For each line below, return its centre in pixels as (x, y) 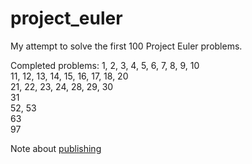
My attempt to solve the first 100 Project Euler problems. (126, 46)
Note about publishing (56, 148)
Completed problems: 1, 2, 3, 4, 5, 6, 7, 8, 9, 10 (105, 65)
